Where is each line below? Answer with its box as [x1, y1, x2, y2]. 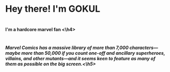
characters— [129, 44, 158, 51]
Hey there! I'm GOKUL [5, 3, 101, 15]
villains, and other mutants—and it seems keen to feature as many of [5, 55, 156, 61]
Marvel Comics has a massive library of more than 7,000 [5, 44, 129, 51]
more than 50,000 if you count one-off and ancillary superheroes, [21, 50, 165, 56]
